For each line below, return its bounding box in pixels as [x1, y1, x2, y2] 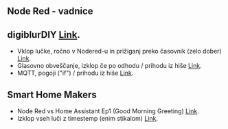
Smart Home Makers [7, 89, 98, 100]
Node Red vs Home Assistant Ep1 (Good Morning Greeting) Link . [16, 107, 199, 115]
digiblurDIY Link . [7, 29, 80, 40]
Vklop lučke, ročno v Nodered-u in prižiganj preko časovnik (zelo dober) [16, 47, 222, 56]
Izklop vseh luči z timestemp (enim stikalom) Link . [16, 115, 159, 123]
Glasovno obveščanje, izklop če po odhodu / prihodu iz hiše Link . [16, 62, 202, 70]
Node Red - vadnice [7, 5, 94, 17]
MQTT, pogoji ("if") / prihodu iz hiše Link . [16, 69, 134, 78]
